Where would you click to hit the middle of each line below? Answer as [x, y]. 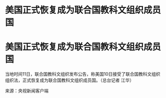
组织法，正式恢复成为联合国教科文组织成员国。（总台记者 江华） [70, 80]
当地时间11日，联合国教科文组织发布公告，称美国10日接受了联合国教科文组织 [83, 74]
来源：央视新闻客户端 [27, 91]
